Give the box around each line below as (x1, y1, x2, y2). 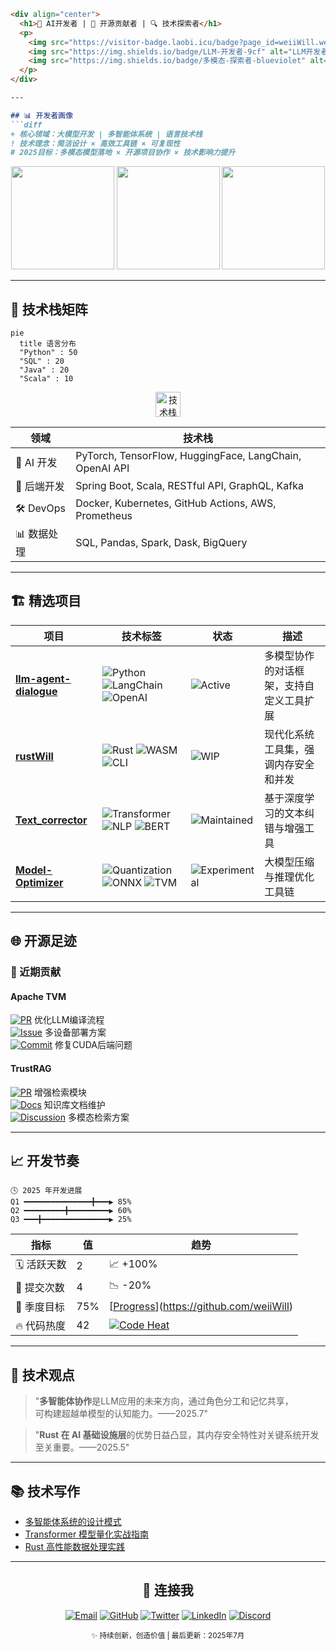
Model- (15, 863, 53, 877)
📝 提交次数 (15, 1280, 65, 1294)
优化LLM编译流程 (33, 1014, 105, 1026)
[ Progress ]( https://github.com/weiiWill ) (108, 1300, 294, 1314)
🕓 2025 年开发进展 (10, 1186, 83, 1196)
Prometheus (75, 509, 133, 523)
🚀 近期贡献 (10, 965, 62, 979)
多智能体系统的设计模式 (24, 1516, 122, 1528)
